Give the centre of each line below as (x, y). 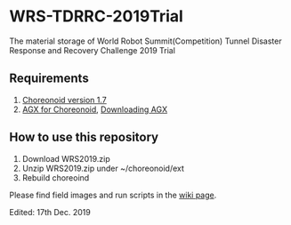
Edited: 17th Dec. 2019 (50, 212)
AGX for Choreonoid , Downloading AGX (94, 109)
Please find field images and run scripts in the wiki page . (113, 195)
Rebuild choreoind (56, 177)
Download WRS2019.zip (66, 158)
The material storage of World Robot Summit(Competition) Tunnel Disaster (145, 41)
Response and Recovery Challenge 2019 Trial (93, 50)
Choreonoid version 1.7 (64, 100)
